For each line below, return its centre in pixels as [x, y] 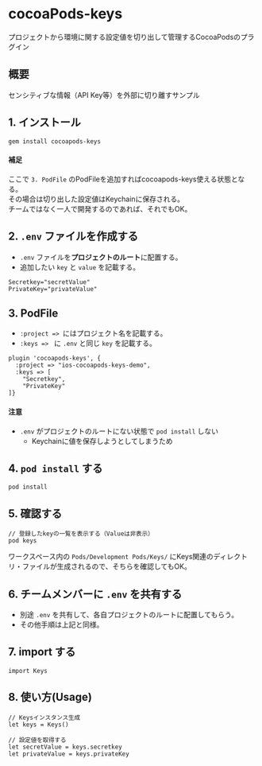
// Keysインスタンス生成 [44, 717]
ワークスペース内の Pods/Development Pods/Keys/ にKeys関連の [111, 557]
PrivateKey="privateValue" [53, 289]
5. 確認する [35, 513]
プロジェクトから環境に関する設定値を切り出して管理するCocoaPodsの [124, 37]
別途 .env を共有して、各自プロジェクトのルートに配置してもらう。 [129, 615]
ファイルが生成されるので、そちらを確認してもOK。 [107, 566]
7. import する [42, 652]
